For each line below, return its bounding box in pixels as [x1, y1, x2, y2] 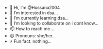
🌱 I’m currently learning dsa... [9, 15, 69, 21]
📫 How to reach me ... [9, 26, 55, 31]
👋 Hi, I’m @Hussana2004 [9, 5, 60, 10]
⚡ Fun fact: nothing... [9, 38, 52, 44]
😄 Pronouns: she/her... [9, 33, 56, 39]
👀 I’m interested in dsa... [9, 10, 58, 16]
